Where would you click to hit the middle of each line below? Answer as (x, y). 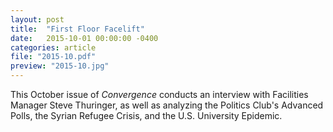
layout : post (37, 19)
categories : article (53, 47)
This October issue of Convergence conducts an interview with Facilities (159, 94)
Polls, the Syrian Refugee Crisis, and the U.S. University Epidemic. (146, 115)
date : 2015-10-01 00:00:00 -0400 (84, 38)
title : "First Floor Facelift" (77, 29)
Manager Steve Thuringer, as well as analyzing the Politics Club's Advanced (167, 105)
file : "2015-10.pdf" (53, 57)
